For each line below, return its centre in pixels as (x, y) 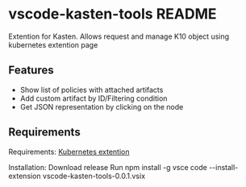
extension (25, 176)
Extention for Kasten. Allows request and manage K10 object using (119, 36)
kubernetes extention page (53, 44)
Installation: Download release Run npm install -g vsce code (108, 167)
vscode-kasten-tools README (113, 14)
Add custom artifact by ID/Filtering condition (94, 98)
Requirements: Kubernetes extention (69, 152)
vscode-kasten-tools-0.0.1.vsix (94, 176)
